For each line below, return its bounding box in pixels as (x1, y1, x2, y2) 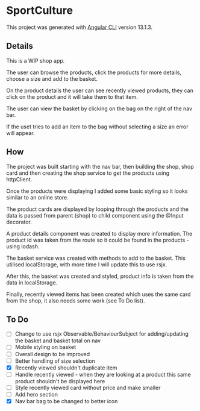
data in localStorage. (6, 278, 58, 286)
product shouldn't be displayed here (14, 377, 105, 384)
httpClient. (6, 175, 33, 183)
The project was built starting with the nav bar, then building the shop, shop (6, 163, 194, 170)
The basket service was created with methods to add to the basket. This (6, 254, 186, 262)
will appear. (6, 129, 35, 136)
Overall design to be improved (14, 350, 90, 357)
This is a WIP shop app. (6, 57, 65, 64)
